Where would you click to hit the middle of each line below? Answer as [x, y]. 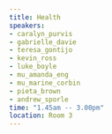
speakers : [27, 26]
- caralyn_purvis [41, 33]
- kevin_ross [33, 58]
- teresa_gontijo [41, 50]
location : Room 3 [41, 115]
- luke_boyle [33, 67]
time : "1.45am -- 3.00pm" [56, 108]
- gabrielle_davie [43, 42]
